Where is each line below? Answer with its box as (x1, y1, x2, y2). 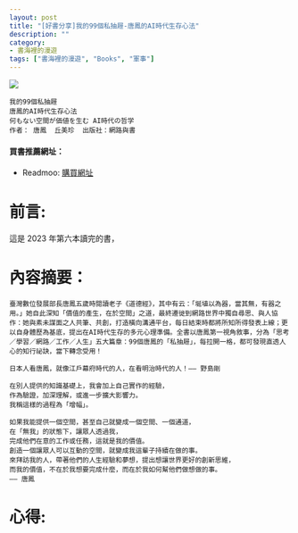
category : (9, 37, 46, 47)
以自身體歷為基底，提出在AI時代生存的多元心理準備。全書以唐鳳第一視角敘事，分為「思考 (9, 328, 290, 337)
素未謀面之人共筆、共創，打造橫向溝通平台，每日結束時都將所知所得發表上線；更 (35, 319, 288, 328)
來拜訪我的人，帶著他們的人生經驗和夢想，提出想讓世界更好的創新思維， (9, 456, 236, 465)
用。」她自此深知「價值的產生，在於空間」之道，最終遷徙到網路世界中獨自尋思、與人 (9, 309, 272, 318)
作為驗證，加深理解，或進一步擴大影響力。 (9, 391, 143, 400)
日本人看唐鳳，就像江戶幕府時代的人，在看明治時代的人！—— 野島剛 (9, 364, 221, 373)
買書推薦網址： (9, 146, 64, 156)
